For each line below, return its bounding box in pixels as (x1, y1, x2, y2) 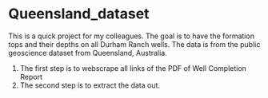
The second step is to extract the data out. (19, 80, 161, 90)
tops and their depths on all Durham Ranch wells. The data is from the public (8, 39, 261, 49)
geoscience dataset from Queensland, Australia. (8, 48, 168, 57)
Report (19, 72, 42, 81)
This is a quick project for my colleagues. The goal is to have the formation (8, 31, 254, 41)
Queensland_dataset (8, 5, 150, 23)
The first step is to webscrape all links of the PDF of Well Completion (19, 63, 246, 73)
